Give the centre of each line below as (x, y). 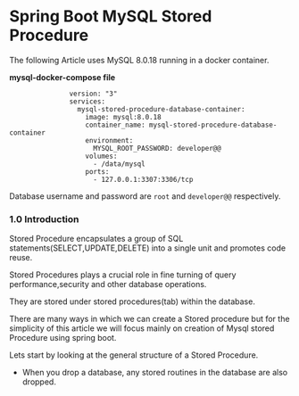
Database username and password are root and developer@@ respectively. (145, 196)
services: (87, 101)
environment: (109, 140)
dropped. (39, 382)
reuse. (21, 258)
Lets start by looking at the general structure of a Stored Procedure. (134, 355)
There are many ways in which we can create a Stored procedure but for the (149, 319)
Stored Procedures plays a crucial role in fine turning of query (123, 275)
